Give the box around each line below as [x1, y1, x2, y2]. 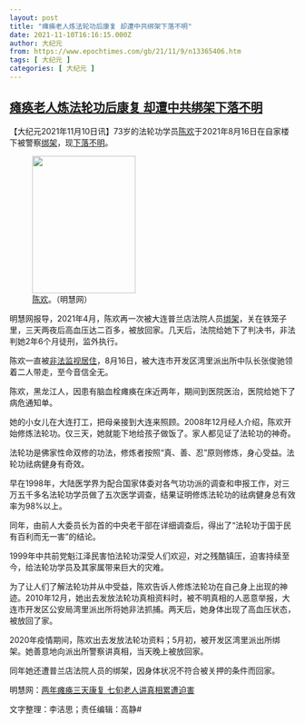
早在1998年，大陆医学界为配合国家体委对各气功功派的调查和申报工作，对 [9, 478, 282, 489]
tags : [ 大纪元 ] [9, 55, 71, 64]
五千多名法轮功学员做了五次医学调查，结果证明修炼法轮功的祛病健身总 [16, 489, 280, 500]
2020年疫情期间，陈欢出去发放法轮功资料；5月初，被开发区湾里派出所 [9, 634, 273, 645]
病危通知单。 [9, 397, 57, 408]
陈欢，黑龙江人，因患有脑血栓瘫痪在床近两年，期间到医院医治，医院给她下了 [9, 385, 296, 396]
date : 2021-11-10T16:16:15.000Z [9, 30, 132, 39]
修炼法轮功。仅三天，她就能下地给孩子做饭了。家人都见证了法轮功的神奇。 [16, 428, 296, 439]
